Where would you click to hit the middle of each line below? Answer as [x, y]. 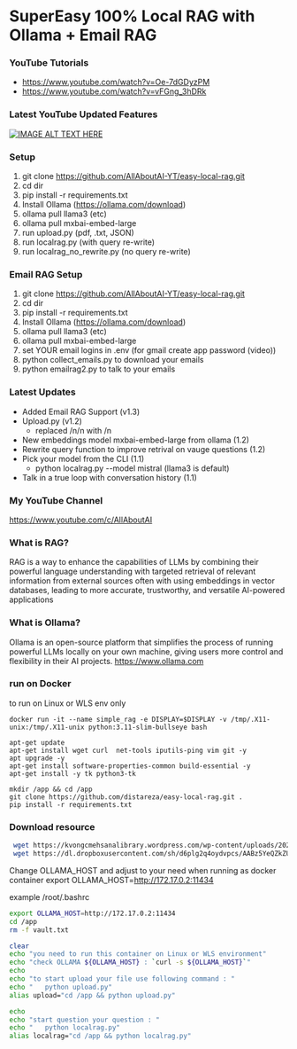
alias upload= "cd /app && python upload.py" [92, 995]
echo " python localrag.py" [65, 1028]
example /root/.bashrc [49, 896]
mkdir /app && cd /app [51, 789]
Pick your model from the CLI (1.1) [83, 458]
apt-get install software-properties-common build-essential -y [130, 766]
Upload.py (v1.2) [52, 421]
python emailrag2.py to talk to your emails [99, 369]
